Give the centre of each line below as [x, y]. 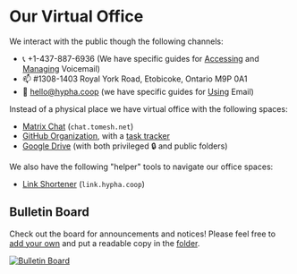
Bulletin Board [49, 212]
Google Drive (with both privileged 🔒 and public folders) [125, 146]
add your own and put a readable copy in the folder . [105, 243]
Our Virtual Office [76, 17]
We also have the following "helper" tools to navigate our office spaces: [141, 167]
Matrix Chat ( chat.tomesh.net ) [78, 126]
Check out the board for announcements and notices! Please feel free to [142, 234]
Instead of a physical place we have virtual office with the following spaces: [148, 108]
